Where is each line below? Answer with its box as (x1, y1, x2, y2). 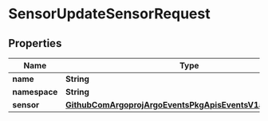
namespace (12, 87, 58, 97)
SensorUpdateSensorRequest (8, 5, 211, 23)
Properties (8, 37, 62, 50)
